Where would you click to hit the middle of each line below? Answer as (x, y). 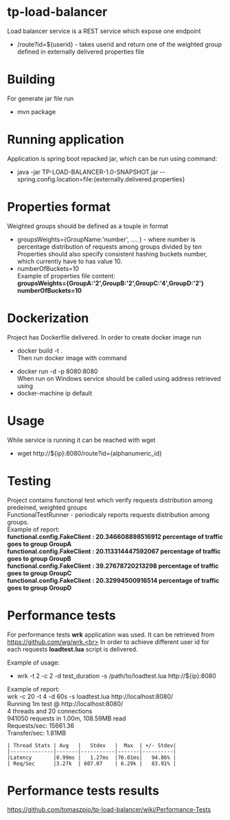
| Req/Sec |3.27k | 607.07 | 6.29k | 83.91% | (92, 764)
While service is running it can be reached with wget (81, 440)
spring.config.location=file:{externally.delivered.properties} (101, 179)
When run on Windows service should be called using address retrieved (119, 378)
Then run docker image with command (72, 357)
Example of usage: (34, 662)
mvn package (36, 111)
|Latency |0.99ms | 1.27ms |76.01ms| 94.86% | (92, 757)
